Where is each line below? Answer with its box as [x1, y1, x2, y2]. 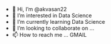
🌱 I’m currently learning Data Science [12, 18, 106, 25]
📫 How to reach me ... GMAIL [12, 32, 87, 38]
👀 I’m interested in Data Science [12, 12, 92, 19]
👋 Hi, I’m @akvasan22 [12, 6, 67, 12]
